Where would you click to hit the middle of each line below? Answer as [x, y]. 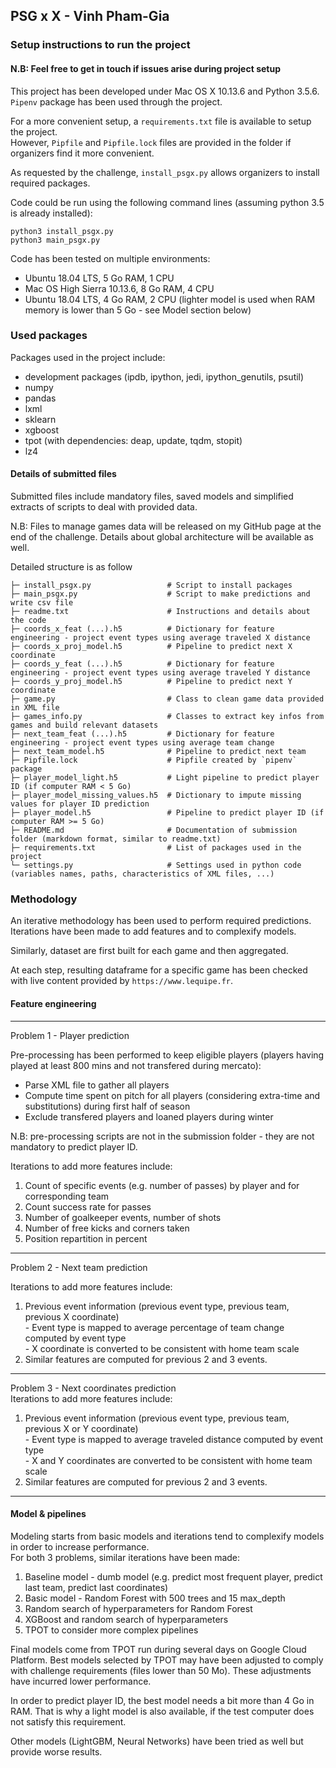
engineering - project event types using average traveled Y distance [160, 673]
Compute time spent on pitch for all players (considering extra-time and [172, 1095]
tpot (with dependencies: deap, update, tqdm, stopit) [133, 440]
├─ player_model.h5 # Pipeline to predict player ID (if [167, 813]
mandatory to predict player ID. [74, 1146]
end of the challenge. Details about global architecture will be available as [162, 537]
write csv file [42, 603]
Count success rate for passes [88, 1206]
